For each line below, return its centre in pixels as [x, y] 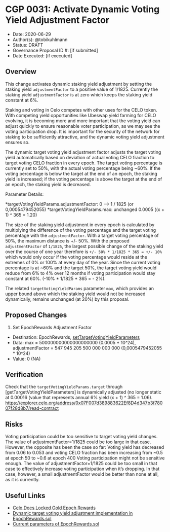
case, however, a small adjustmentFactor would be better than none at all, [82, 474]
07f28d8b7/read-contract [32, 408]
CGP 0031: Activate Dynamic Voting [82, 9]
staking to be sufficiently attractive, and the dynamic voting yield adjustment [85, 137]
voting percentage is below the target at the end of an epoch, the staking [81, 173]
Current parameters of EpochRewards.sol [56, 524]
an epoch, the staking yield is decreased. [48, 184]
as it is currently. [23, 480]
